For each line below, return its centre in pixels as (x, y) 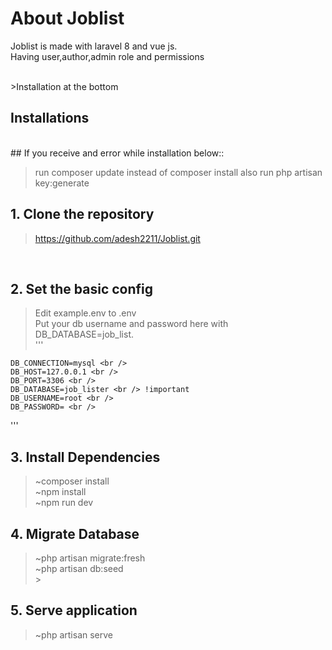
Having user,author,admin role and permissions (107, 56)
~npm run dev (64, 503)
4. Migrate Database (75, 533)
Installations (50, 118)
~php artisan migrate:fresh (90, 558)
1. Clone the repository (82, 214)
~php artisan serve (73, 634)
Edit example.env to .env (85, 313)
